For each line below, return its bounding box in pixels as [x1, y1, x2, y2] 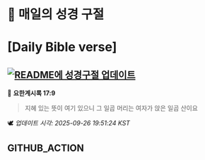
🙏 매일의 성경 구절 [7, 6, 105, 23]
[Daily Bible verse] [7, 39, 117, 55]
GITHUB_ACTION [7, 142, 85, 154]
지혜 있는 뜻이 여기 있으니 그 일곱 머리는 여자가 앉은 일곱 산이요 [24, 104, 198, 113]
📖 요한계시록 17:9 [7, 89, 56, 97]
